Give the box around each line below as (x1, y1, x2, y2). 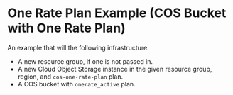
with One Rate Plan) (7, 20, 126, 36)
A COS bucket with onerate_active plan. (17, 79, 136, 88)
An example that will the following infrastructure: (7, 43, 149, 52)
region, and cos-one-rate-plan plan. (17, 72, 124, 81)
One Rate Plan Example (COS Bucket (7, 5, 227, 21)
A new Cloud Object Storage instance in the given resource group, (17, 65, 212, 73)
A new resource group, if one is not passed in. (17, 57, 153, 65)
